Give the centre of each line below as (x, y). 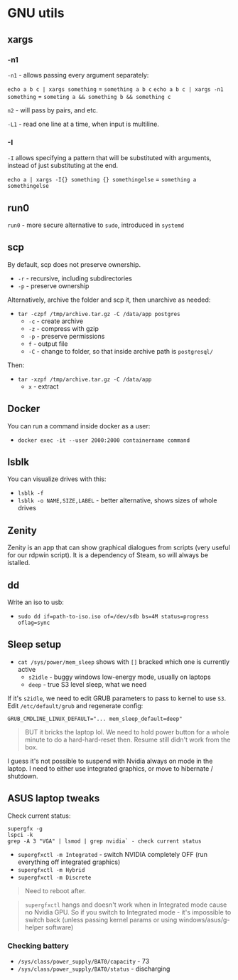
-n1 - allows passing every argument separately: (78, 75)
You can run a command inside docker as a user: (79, 426)
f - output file (48, 344)
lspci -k (20, 835)
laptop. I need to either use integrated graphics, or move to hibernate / (110, 768)
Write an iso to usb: (36, 602)
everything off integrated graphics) (69, 862)
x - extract (43, 386)
